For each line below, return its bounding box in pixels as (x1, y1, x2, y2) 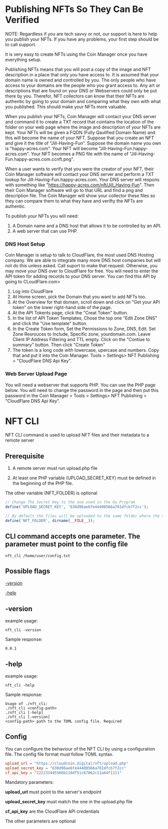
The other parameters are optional (5, 818, 76, 824)
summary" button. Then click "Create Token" (12, 342, 105, 348)
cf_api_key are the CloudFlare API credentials (5, 808, 100, 814)
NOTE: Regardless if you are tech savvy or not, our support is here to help (5, 31, 157, 37)
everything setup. (5, 56, 41, 62)
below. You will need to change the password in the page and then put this (5, 387, 159, 393)
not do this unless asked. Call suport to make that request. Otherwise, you (5, 263, 157, 269)
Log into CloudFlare (12, 288, 53, 294)
